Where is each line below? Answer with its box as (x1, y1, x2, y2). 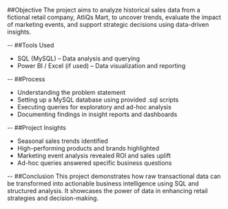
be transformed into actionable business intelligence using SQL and (7, 179, 199, 188)
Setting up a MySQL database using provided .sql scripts (17, 96, 179, 104)
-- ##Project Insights (7, 124, 67, 131)
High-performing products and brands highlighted (17, 144, 160, 152)
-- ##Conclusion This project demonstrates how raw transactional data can (7, 172, 221, 180)
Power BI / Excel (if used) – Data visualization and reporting (17, 62, 186, 69)
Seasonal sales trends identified (17, 137, 108, 145)
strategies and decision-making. (7, 194, 99, 202)
